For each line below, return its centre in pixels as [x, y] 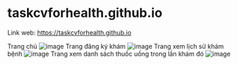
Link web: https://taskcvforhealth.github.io [69, 32]
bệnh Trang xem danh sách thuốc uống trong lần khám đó [106, 54]
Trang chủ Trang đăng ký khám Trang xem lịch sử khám [115, 46]
